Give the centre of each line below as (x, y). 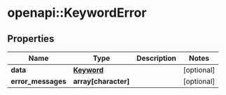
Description (156, 58)
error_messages (38, 81)
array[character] (101, 81)
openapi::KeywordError (77, 13)
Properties (31, 39)
